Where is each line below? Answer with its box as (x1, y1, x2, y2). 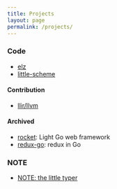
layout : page (7, 17, 45, 24)
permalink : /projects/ (7, 23, 73, 30)
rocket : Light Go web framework (17, 133, 110, 141)
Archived (7, 117, 35, 126)
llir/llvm (17, 101, 38, 109)
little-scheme (17, 69, 56, 78)
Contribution (7, 85, 45, 94)
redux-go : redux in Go (17, 141, 81, 149)
